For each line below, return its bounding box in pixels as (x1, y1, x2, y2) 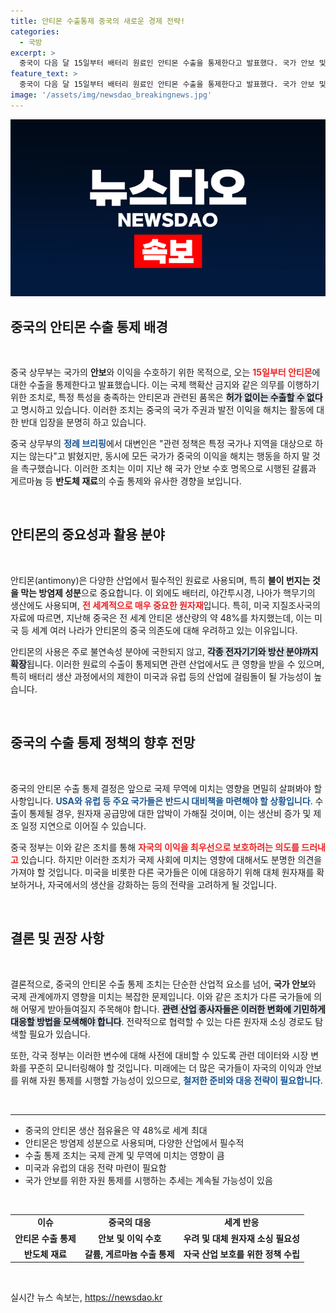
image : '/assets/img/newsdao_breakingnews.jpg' (10, 90, 213, 100)
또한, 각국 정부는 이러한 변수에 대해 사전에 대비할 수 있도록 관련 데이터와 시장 (10, 1049, 309, 1061)
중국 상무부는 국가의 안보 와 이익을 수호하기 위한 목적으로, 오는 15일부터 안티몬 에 (10, 366, 321, 379)
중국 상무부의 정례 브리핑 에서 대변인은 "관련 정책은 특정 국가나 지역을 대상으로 (10, 438, 313, 450)
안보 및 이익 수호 (97, 1232, 162, 1244)
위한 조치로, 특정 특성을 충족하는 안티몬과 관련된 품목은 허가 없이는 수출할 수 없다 (10, 391, 323, 404)
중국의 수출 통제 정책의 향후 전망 (10, 735, 196, 752)
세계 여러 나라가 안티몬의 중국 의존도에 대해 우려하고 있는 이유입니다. (31, 624, 298, 636)
